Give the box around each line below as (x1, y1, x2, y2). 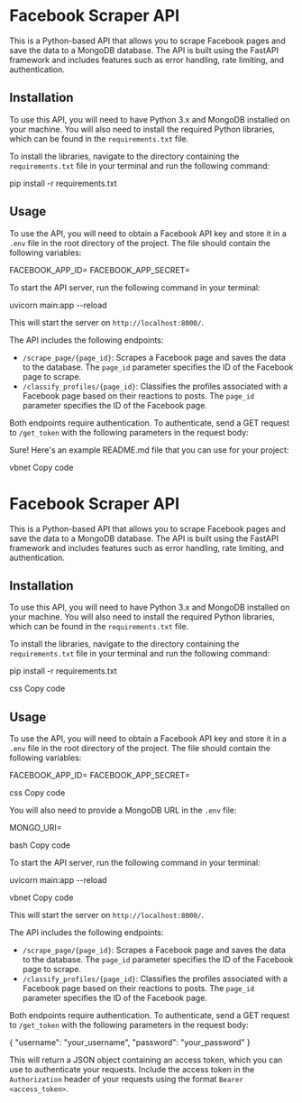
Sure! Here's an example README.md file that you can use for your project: (9, 444, 289, 455)
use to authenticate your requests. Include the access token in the (9, 1064, 255, 1075)
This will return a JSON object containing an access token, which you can (9, 1054, 283, 1065)
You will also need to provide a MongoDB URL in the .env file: (9, 804, 237, 816)
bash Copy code (9, 840, 71, 850)
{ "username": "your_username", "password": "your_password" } (9, 1037, 251, 1048)
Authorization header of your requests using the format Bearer (9, 1074, 243, 1085)
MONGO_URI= (9, 823, 62, 833)
